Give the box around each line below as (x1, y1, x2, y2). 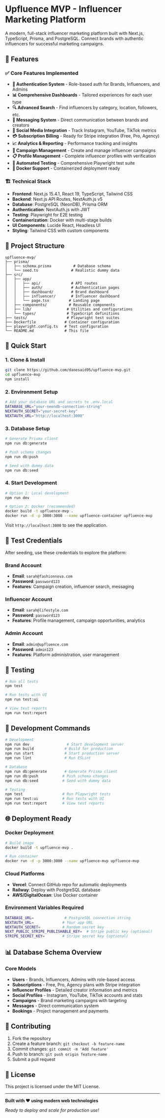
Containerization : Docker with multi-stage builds (12, 217, 112, 223)
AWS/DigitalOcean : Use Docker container (12, 892, 98, 898)
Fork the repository (12, 1035, 52, 1041)
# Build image (5, 840, 34, 845)
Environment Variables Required (5, 904, 84, 911)
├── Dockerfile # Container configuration (5, 320, 120, 325)
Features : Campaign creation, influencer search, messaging (12, 583, 134, 590)
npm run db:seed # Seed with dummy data (5, 778, 111, 783)
